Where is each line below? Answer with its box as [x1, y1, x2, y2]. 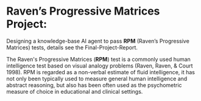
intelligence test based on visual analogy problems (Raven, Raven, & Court [6, 62, 193, 69]
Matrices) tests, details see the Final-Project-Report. [6, 44, 138, 51]
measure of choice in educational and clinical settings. [6, 88, 143, 95]
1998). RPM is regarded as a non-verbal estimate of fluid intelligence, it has [6, 68, 195, 75]
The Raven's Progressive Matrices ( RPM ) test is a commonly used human [6, 55, 191, 63]
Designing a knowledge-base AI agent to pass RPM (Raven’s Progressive [6, 37, 190, 44]
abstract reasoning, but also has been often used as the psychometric [6, 81, 182, 89]
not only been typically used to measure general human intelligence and [6, 75, 188, 82]
